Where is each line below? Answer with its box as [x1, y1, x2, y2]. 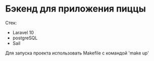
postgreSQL [12, 35, 38, 41]
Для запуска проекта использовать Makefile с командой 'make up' [5, 50, 149, 56]
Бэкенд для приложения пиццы [5, 3, 146, 15]
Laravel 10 [12, 29, 34, 35]
